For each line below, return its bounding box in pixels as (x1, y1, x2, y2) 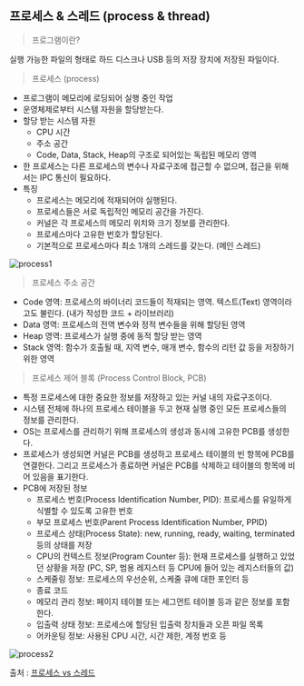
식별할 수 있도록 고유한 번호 (35, 505, 133, 516)
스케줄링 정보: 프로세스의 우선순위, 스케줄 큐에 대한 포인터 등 (35, 573, 250, 584)
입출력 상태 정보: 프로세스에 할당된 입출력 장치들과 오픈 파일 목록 (35, 619, 264, 630)
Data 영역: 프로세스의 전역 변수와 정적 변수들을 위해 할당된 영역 (22, 319, 246, 330)
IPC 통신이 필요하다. (39, 172, 112, 183)
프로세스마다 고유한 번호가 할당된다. (35, 228, 163, 239)
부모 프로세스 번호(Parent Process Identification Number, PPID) (35, 516, 268, 527)
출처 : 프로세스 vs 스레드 (9, 667, 95, 678)
